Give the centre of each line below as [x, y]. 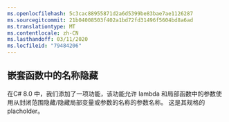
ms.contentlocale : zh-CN [43, 33]
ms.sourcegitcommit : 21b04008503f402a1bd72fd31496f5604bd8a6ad [100, 20]
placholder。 [25, 111]
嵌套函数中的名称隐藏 [53, 76]
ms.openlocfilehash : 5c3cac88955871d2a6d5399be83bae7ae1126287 [100, 14]
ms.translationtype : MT [42, 26]
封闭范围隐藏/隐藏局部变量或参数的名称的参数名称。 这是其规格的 [112, 102]
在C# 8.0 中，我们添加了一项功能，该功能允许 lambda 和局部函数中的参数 [112, 94]
